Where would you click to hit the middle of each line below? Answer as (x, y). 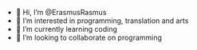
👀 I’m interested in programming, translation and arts (102, 21)
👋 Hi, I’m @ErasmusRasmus (61, 12)
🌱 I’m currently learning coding (67, 29)
